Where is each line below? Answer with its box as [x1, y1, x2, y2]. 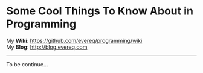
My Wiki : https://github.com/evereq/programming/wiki [6, 37, 143, 44]
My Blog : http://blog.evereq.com [6, 43, 88, 51]
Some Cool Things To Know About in [6, 4, 193, 18]
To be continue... [6, 60, 48, 68]
